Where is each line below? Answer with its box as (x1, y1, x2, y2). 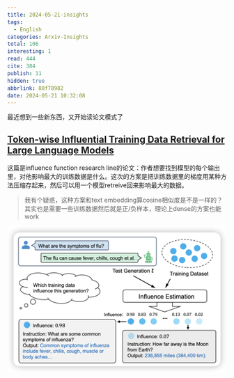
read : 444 (7, 56, 36, 63)
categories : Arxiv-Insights (7, 33, 89, 40)
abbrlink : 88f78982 (7, 84, 64, 92)
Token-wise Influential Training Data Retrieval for (7, 133, 225, 145)
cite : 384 (7, 63, 36, 70)
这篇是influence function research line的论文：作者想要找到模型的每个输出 (7, 164, 221, 172)
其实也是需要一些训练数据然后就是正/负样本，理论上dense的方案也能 (24, 205, 221, 213)
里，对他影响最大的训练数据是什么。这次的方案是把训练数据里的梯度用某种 (7, 173, 221, 181)
